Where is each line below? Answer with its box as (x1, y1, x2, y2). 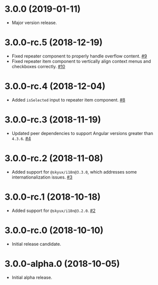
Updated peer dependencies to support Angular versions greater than (11, 130, 153, 136)
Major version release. (11, 20, 57, 26)
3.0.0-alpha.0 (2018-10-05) (4, 258, 120, 269)
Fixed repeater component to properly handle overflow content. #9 (11, 53, 147, 59)
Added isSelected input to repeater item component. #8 (11, 97, 126, 103)
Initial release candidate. (11, 241, 61, 247)
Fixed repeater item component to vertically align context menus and (11, 58, 151, 64)
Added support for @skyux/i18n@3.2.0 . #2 (11, 207, 96, 213)
